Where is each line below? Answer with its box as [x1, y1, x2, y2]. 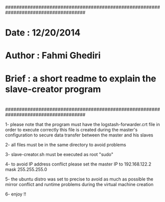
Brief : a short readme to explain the [5, 72, 157, 84]
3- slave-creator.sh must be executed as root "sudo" [5, 151, 114, 157]
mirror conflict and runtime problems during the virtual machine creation [5, 181, 154, 187]
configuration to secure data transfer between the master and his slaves [5, 132, 154, 138]
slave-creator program [5, 83, 101, 94]
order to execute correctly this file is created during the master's [5, 126, 138, 132]
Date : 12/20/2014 [5, 27, 81, 38]
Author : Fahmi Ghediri [5, 50, 101, 61]
